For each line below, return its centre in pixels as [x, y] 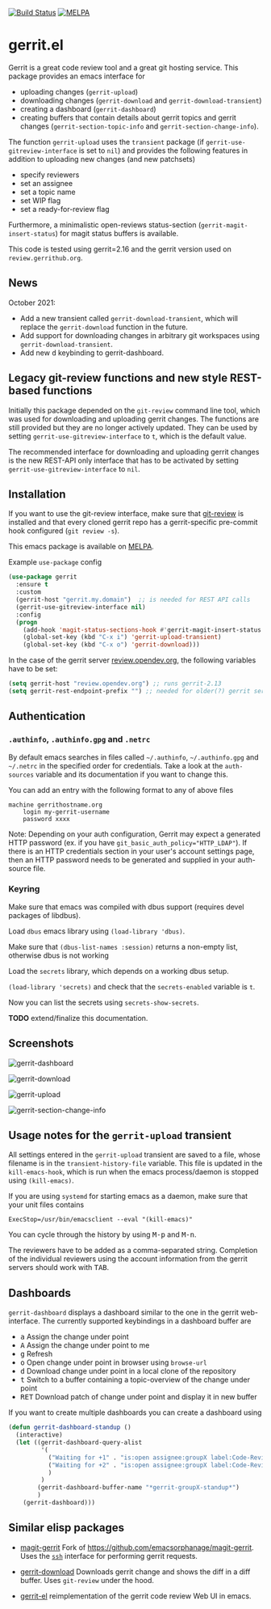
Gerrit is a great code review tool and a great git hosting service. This [123, 67]
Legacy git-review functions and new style [118, 378]
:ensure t [32, 585]
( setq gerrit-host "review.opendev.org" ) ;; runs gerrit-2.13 [115, 684]
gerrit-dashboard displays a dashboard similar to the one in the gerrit [124, 1313]
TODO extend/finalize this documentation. [78, 1018]
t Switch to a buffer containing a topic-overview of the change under [135, 1380]
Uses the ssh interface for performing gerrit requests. [108, 1556]
